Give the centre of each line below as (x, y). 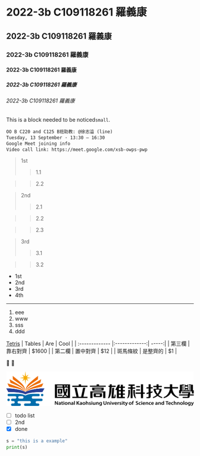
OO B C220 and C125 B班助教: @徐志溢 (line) (60, 132)
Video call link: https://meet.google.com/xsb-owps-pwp (77, 150)
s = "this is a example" (37, 441)
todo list (25, 415)
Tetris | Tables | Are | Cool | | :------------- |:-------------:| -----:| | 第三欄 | (98, 343)
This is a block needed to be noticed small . (58, 119)
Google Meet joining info (38, 144)
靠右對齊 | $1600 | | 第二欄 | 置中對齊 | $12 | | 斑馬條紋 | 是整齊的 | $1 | (92, 351)
